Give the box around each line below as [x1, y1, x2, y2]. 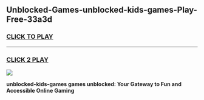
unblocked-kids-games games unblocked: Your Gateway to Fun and [6, 80, 182, 87]
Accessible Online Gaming [6, 87, 75, 94]
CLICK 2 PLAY [6, 55, 49, 64]
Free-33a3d [6, 15, 53, 25]
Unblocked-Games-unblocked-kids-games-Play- [6, 5, 197, 15]
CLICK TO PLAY [6, 33, 53, 41]
